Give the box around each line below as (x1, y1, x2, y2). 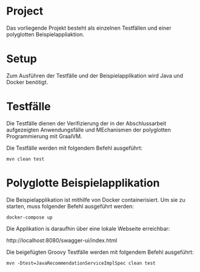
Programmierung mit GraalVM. (6, 132, 82, 140)
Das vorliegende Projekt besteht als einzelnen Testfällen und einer (6, 24, 172, 32)
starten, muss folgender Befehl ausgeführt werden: (6, 202, 135, 210)
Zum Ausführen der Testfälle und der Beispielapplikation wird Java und (6, 71, 184, 79)
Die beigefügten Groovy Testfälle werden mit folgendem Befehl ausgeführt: (6, 248, 194, 256)
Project (6, 4, 44, 18)
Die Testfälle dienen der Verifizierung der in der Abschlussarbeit (6, 119, 167, 127)
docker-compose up (6, 214, 53, 221)
